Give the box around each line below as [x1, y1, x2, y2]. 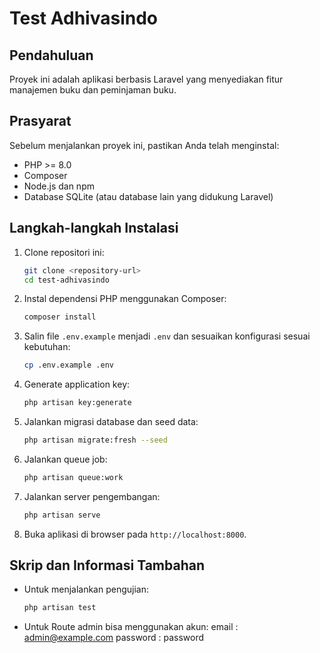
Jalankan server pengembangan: [23, 490, 161, 502]
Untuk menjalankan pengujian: [23, 583, 150, 596]
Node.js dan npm [23, 180, 95, 192]
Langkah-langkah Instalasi [9, 220, 179, 237]
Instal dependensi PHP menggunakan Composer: [23, 293, 227, 305]
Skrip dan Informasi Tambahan [9, 557, 206, 574]
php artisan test [23, 603, 97, 613]
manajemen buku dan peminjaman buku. [9, 84, 177, 96]
